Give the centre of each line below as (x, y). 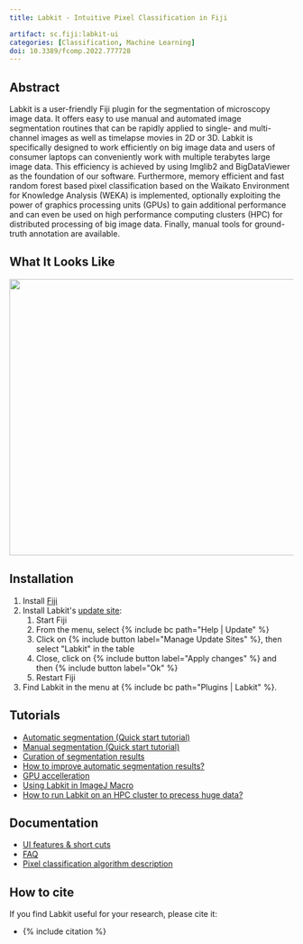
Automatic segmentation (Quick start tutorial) (106, 737)
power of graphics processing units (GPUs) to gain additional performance (148, 205)
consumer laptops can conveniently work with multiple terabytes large (140, 157)
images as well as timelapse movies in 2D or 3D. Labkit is (147, 138)
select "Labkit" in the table (85, 648)
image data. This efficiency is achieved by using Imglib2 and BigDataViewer (150, 167)
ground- (270, 224)
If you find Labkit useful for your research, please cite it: (114, 914)
